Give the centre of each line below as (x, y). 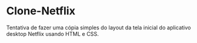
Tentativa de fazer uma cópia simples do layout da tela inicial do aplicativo (99, 27)
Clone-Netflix (41, 11)
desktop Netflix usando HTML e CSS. (53, 33)
